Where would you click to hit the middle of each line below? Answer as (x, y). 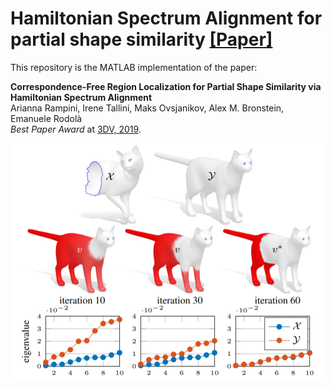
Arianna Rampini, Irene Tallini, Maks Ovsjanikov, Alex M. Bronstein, (147, 108)
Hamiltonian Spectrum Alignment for (166, 18)
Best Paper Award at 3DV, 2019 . (76, 129)
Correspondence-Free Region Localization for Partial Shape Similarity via (166, 86)
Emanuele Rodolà (46, 118)
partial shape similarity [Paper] (141, 39)
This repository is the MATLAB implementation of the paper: (134, 67)
